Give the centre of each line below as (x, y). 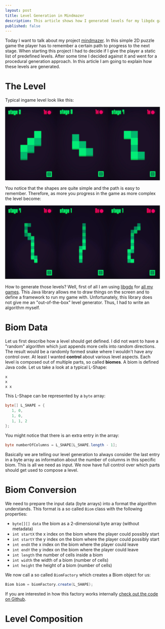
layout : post (18, 10)
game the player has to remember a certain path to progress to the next (77, 46)
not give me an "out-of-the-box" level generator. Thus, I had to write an (77, 302)
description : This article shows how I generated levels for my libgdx (80, 21)
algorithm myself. (23, 308)
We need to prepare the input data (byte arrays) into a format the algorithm (81, 504)
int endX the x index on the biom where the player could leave (75, 544)
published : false (23, 26)
